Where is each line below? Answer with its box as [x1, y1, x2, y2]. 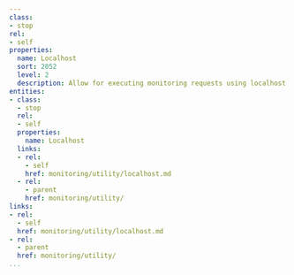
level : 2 [17, 71, 49, 80]
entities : [9, 87, 46, 95]
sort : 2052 [17, 63, 57, 72]
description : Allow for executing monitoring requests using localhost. [17, 79, 290, 88]
